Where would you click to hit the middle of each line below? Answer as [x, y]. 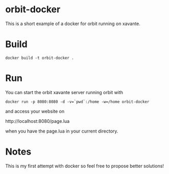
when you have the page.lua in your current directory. [62, 131]
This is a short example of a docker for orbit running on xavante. [73, 24]
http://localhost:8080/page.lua [38, 121]
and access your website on [35, 111]
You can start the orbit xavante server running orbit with [64, 92]
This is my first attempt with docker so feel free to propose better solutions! [85, 166]
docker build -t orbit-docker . [40, 58]
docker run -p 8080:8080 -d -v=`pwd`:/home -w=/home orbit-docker [77, 102]
